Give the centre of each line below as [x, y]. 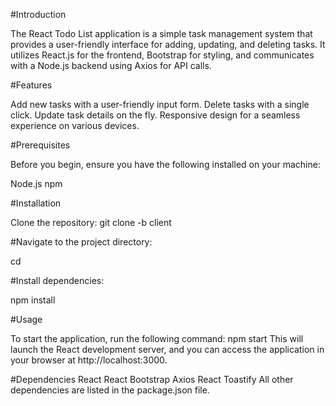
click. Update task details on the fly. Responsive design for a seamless [155, 115]
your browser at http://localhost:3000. [89, 360]
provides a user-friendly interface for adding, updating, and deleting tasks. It [168, 44]
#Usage [26, 319]
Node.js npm [36, 183]
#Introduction [38, 14]
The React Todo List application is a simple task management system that [161, 33]
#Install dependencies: [57, 280]
